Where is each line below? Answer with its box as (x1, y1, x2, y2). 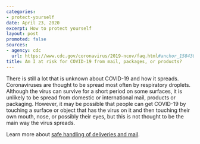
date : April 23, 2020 (6, 20, 60, 26)
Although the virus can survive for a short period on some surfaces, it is (6, 87, 183, 95)
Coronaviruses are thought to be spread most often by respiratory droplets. (6, 81, 191, 88)
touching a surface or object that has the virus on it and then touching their (6, 107, 190, 114)
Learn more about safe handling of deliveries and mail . (6, 130, 140, 137)
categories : (6, 8, 36, 15)
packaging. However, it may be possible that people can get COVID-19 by (6, 100, 186, 107)
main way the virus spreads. (6, 119, 76, 126)
